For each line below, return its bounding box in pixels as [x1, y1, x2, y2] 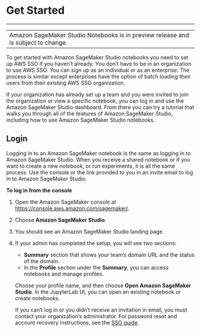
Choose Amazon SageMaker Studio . [14, 216, 106, 224]
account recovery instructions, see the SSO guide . [14, 319, 139, 326]
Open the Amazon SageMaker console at [14, 198, 117, 206]
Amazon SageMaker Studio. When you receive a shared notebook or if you [6, 156, 190, 163]
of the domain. [23, 257, 60, 264]
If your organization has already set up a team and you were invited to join [6, 90, 189, 98]
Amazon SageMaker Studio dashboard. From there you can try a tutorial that [6, 103, 194, 111]
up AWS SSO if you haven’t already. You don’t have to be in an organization [6, 60, 191, 67]
